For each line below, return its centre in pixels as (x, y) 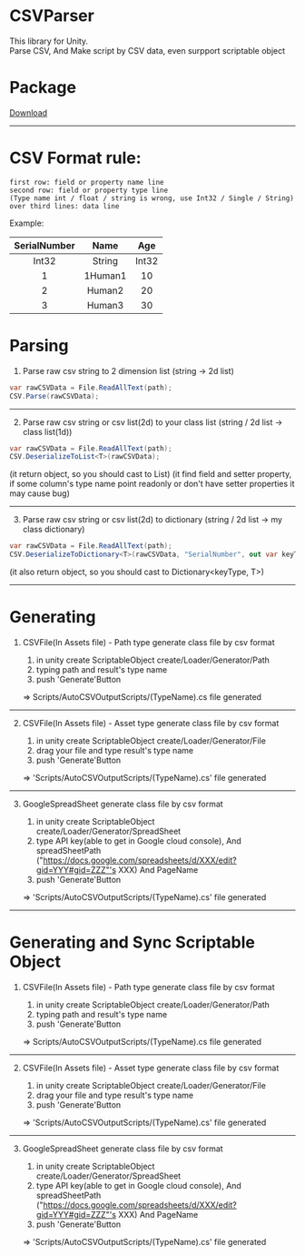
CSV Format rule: (76, 158)
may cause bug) (40, 493)
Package (43, 88)
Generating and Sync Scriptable (133, 942)
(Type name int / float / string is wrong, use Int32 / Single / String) (152, 198)
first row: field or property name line (87, 182)
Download (29, 112)
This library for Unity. (49, 41)
